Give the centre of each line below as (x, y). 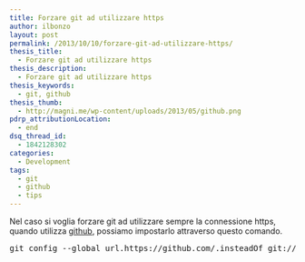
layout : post (34, 35)
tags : (20, 170)
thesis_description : (49, 69)
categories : (32, 153)
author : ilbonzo (40, 26)
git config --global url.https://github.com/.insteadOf (136, 248)
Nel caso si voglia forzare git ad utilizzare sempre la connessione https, (143, 221)
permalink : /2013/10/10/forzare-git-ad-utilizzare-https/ (121, 43)
